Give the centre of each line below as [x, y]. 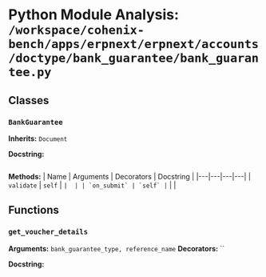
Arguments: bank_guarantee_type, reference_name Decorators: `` [117, 248]
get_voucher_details [48, 232]
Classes [29, 100]
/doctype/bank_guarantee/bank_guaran [134, 58]
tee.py [30, 72]
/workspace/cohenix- [77, 30]
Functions [34, 210]
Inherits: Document [38, 138]
